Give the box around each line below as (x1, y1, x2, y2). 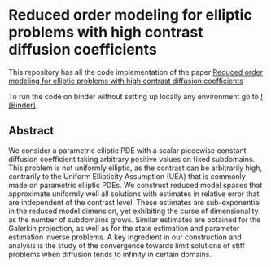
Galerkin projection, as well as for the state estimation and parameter (8, 223, 240, 233)
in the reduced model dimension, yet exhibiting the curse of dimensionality (8, 206, 259, 216)
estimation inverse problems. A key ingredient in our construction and (8, 232, 242, 242)
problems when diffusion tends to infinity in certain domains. (8, 249, 212, 259)
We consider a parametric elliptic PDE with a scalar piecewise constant (8, 145, 247, 155)
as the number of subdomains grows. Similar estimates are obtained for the (8, 214, 261, 225)
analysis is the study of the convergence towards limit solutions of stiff (8, 240, 246, 250)
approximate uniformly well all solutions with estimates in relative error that (8, 189, 260, 199)
